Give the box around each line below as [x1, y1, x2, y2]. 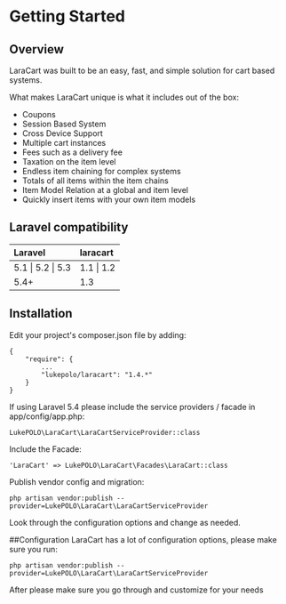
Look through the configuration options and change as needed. [9, 517, 242, 527]
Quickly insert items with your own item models [21, 194, 196, 205]
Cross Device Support [21, 128, 104, 139]
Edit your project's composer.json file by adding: [9, 329, 187, 340]
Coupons [21, 109, 56, 119]
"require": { [25, 354, 74, 364]
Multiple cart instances [21, 138, 107, 148]
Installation [9, 306, 73, 321]
